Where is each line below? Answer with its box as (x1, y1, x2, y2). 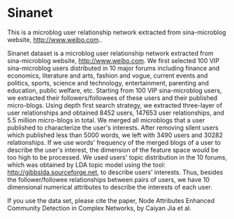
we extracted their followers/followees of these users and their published (7, 93, 218, 102)
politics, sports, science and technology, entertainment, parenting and (7, 78, 210, 87)
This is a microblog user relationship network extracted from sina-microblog (7, 28, 226, 36)
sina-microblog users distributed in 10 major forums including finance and (7, 64, 220, 72)
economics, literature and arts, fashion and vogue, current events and (7, 71, 208, 80)
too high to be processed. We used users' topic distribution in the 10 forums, (7, 153, 228, 162)
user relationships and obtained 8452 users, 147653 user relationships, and (7, 108, 225, 117)
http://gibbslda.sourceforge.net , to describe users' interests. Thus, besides (7, 168, 224, 176)
